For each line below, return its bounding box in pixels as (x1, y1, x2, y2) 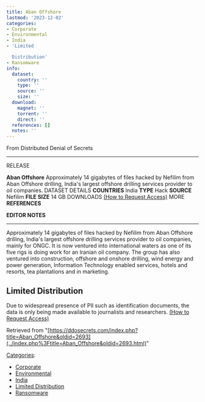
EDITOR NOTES (6, 212, 46, 219)
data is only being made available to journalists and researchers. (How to (6, 308, 190, 315)
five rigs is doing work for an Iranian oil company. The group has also (6, 248, 180, 256)
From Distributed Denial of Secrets (6, 145, 93, 152)
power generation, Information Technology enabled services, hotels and (6, 262, 188, 269)
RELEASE (6, 162, 30, 170)
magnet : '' (17, 105, 45, 111)
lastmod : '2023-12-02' (6, 15, 64, 21)
